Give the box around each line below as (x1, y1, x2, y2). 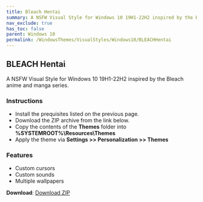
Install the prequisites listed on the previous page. (14, 110, 140, 118)
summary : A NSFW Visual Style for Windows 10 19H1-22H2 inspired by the (6, 14, 193, 21)
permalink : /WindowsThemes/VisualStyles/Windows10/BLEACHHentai (6, 37, 172, 43)
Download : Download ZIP (6, 189, 71, 197)
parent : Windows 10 (6, 31, 56, 37)
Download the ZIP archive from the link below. (14, 117, 130, 124)
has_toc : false (6, 25, 45, 32)
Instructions (6, 96, 43, 105)
